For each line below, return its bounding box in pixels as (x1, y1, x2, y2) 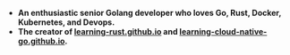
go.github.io (17, 35, 65, 46)
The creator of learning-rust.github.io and (17, 27, 178, 36)
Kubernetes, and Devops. (17, 17, 115, 27)
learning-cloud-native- (179, 27, 268, 36)
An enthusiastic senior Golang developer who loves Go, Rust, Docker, (17, 8, 282, 18)
